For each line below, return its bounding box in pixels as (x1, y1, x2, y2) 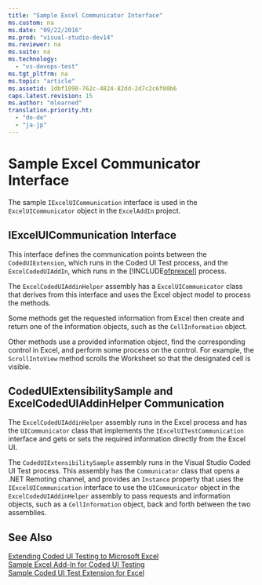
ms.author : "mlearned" (8, 99, 82, 107)
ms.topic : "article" (8, 77, 76, 85)
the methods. (8, 298, 51, 307)
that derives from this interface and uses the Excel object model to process (8, 290, 251, 299)
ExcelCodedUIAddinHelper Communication (8, 397, 225, 410)
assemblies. (8, 508, 47, 517)
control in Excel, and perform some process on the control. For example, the (8, 345, 255, 354)
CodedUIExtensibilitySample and (8, 384, 173, 397)
